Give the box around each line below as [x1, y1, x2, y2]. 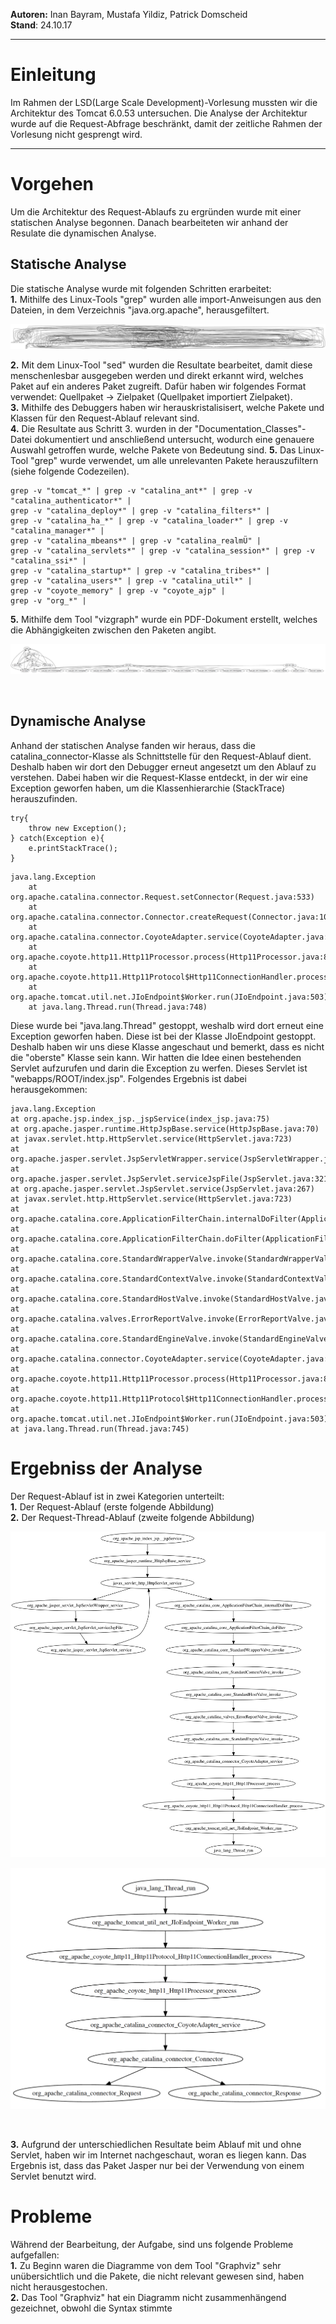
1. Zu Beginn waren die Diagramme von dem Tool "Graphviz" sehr [10, 2259, 282, 2271]
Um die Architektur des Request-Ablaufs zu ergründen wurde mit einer [10, 205, 302, 218]
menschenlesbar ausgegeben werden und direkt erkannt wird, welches [10, 370, 304, 382]
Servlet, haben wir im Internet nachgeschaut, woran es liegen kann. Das [10, 2149, 307, 2161]
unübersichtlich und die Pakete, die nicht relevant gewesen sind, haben [10, 2270, 305, 2282]
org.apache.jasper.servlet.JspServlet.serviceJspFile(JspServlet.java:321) [10, 1174, 333, 1184]
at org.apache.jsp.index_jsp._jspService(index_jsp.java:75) [10, 1114, 271, 1124]
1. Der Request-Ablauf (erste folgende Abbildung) [10, 1500, 215, 1513]
